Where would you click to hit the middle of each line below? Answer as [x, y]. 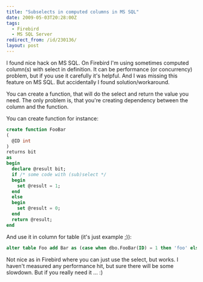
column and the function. [37, 107]
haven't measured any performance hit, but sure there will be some [90, 266]
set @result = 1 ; [39, 186]
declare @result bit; [39, 169]
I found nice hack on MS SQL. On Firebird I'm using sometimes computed [98, 63]
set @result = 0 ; [39, 208]
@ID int [21, 141]
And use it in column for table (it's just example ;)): [69, 237]
